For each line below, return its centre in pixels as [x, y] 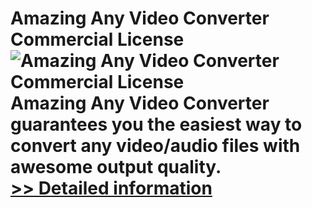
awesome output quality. [116, 167]
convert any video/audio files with [155, 146]
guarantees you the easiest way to [156, 124]
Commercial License [97, 39]
